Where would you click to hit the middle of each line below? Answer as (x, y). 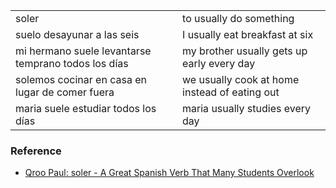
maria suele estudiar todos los (86, 108)
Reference (36, 151)
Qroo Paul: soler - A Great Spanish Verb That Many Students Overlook (169, 173)
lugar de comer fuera (65, 92)
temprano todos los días (72, 63)
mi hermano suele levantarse (83, 51)
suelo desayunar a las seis (77, 34)
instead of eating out (231, 92)
